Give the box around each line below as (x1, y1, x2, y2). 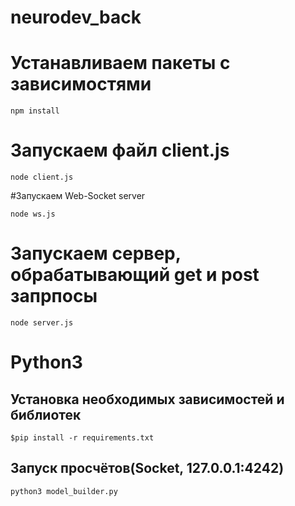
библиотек (10, 406, 82, 423)
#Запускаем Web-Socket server (10, 190, 146, 202)
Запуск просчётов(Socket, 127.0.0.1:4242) (10, 460, 285, 477)
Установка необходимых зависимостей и (10, 391, 285, 408)
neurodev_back (10, 6, 142, 29)
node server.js (10, 318, 74, 328)
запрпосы (10, 285, 98, 308)
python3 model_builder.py (10, 486, 118, 496)
